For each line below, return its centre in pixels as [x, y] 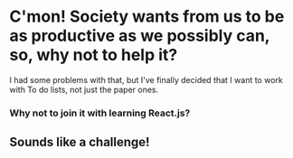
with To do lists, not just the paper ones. [84, 89]
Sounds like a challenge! [80, 142]
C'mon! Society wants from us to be [147, 17]
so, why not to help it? [94, 55]
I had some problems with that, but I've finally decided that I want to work [146, 79]
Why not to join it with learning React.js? [100, 113]
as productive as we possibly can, [140, 36]
